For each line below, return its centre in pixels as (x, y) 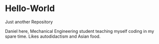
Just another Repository (29, 22)
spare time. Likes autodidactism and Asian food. (53, 36)
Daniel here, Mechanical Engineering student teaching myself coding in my (80, 31)
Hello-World (30, 8)
